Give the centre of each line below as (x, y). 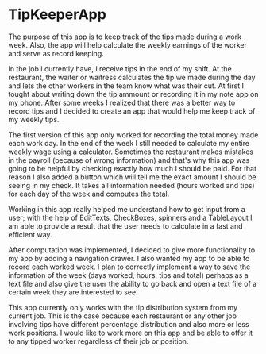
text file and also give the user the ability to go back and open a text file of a (133, 283)
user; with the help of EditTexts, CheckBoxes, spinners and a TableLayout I (130, 217)
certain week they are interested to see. (73, 292)
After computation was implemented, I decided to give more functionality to (132, 250)
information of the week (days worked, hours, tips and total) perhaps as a (128, 275)
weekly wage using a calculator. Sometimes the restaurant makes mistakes (131, 152)
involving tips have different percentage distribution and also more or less (129, 324)
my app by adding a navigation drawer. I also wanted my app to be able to (129, 258)
